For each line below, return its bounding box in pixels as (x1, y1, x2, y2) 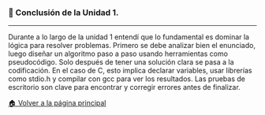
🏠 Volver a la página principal (8, 98, 106, 108)
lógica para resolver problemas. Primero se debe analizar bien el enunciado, (8, 41, 256, 50)
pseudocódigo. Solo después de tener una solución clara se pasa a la (8, 57, 234, 67)
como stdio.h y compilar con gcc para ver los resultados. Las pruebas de (8, 74, 246, 83)
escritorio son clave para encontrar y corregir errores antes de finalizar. (8, 83, 241, 92)
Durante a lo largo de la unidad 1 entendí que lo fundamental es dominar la (8, 32, 250, 42)
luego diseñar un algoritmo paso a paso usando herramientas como (8, 49, 229, 58)
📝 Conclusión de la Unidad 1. (8, 7, 119, 18)
